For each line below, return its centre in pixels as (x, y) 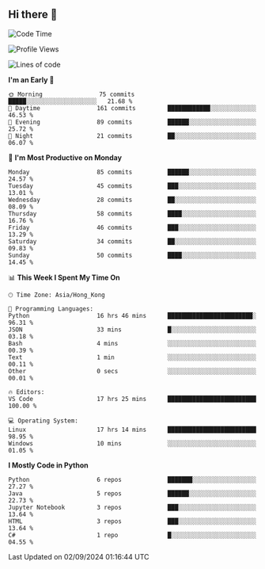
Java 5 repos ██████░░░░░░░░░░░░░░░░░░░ (132, 493)
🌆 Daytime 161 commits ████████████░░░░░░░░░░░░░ (132, 108)
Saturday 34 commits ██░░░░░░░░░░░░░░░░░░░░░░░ (132, 241)
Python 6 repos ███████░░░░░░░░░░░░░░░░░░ (132, 479)
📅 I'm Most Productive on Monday (65, 157)
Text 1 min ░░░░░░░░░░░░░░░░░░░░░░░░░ (132, 357)
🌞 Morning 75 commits (72, 94)
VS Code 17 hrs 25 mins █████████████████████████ (132, 399)
